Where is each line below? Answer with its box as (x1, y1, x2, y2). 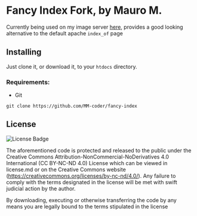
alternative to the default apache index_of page (6, 29, 124, 36)
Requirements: (6, 78, 50, 86)
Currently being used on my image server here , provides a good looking (6, 23, 183, 31)
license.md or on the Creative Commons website (6, 166, 127, 173)
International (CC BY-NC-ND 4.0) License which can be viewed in (6, 159, 168, 166)
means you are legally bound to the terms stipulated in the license (6, 203, 168, 210)
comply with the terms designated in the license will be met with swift (6, 178, 177, 185)
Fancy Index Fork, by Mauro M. (6, 4, 162, 17)
